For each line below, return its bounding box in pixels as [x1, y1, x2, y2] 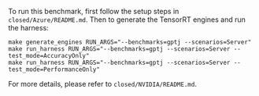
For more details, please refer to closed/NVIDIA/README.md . [8, 80, 197, 88]
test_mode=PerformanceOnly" [8, 66, 101, 73]
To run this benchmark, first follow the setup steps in [8, 7, 179, 16]
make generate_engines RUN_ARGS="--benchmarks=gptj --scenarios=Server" [8, 38, 252, 46]
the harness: [8, 23, 49, 32]
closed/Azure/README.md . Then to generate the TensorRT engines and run [8, 15, 246, 24]
